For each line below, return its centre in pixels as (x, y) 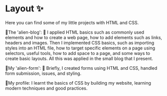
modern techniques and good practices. (46, 88)
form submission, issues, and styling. (43, 73)
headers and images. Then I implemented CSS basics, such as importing (80, 43)
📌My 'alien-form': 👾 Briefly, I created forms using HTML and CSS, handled (81, 68)
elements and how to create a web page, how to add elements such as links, (84, 37)
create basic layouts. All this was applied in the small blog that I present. (79, 58)
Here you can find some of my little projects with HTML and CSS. (72, 22)
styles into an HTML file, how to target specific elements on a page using (80, 48)
